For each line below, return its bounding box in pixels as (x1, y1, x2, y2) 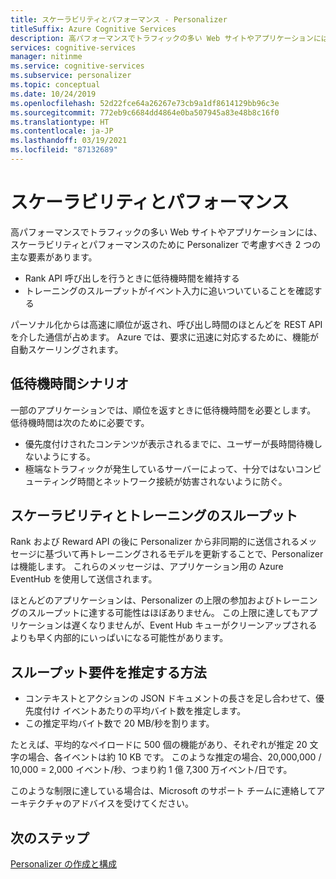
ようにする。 (42, 450, 96, 462)
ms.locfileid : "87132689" (10, 145, 118, 155)
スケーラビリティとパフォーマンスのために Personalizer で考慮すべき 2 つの (10, 238, 322, 250)
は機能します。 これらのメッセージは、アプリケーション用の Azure (10, 561, 284, 573)
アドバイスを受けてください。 (71, 797, 195, 810)
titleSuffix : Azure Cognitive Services (10, 24, 177, 34)
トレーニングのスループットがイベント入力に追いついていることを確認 (24, 284, 314, 296)
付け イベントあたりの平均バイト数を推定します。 (42, 705, 247, 717)
